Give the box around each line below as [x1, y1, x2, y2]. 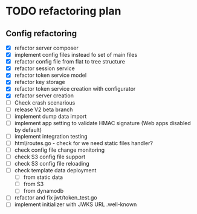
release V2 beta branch [14, 106, 73, 113]
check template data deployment [14, 167, 97, 174]
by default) [14, 126, 42, 134]
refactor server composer [14, 44, 79, 51]
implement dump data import [14, 112, 87, 120]
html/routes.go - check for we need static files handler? [14, 139, 153, 146]
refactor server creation [14, 92, 74, 99]
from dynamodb [23, 187, 64, 195]
